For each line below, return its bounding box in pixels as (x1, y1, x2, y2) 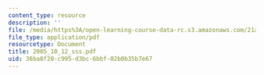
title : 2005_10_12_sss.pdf (8, 48, 97, 55)
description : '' (8, 19, 61, 27)
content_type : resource (8, 11, 86, 20)
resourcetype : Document (8, 41, 86, 48)
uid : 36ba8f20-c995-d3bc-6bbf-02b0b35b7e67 (8, 55, 153, 63)
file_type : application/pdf (8, 33, 101, 41)
